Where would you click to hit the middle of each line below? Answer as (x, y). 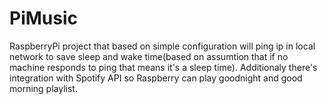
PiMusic (43, 18)
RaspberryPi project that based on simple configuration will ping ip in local (162, 46)
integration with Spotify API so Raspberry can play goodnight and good (156, 78)
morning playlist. (43, 88)
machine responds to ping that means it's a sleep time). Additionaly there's (163, 67)
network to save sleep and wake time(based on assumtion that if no (149, 56)
